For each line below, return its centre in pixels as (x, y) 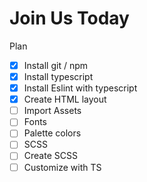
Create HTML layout (65, 99)
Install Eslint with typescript (80, 88)
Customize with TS (62, 167)
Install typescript (58, 76)
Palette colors (52, 133)
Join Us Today (69, 18)
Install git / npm (56, 65)
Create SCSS (50, 156)
